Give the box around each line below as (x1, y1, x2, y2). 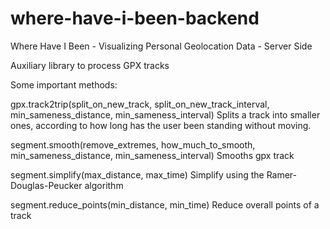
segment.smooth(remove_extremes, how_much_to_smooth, (10, 138, 256, 151)
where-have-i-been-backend (10, 7, 260, 30)
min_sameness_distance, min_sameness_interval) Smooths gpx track (10, 149, 295, 161)
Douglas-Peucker (10, 179, 83, 191)
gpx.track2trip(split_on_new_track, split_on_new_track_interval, (10, 98, 270, 110)
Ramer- (266, 168, 298, 181)
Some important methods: (10, 78, 118, 91)
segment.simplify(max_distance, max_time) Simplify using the (10, 168, 265, 181)
